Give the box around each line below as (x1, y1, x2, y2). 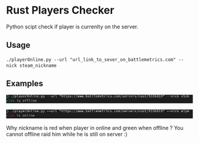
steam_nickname (19, 63, 57, 69)
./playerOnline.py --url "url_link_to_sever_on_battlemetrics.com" (6, 57, 176, 63)
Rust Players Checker (6, 4, 114, 17)
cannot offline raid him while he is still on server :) (6, 131, 128, 138)
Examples (6, 79, 43, 89)
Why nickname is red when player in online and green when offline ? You (6, 125, 184, 132)
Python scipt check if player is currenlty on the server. (6, 23, 139, 30)
